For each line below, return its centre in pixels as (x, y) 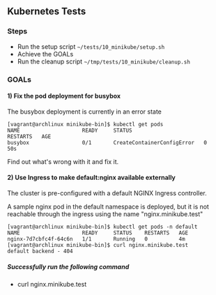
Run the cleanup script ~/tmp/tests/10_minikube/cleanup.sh (103, 61)
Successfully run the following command (68, 266)
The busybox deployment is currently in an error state (84, 112)
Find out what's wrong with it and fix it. (63, 161)
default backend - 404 (40, 251)
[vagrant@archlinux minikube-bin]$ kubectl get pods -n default (102, 227)
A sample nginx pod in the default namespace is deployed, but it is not (108, 207)
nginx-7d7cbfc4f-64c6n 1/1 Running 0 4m (97, 239)
